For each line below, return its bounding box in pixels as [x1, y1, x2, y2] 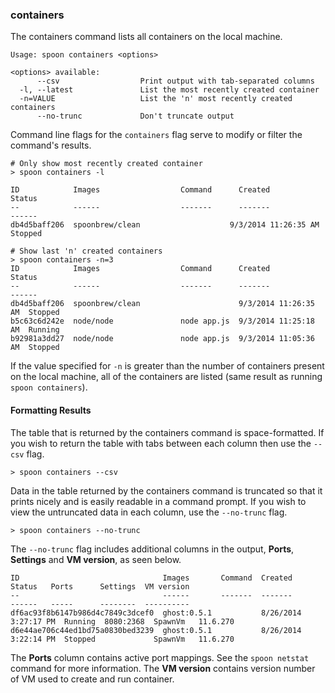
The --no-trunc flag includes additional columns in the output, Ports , [10, 543, 295, 555]
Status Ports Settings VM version [10, 581, 190, 592]
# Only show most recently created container [10, 159, 203, 169]
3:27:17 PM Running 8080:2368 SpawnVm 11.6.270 [10, 616, 235, 627]
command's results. [10, 139, 92, 152]
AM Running [10, 325, 60, 335]
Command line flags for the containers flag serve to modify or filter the [10, 129, 303, 141]
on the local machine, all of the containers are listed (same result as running [10, 371, 323, 383]
